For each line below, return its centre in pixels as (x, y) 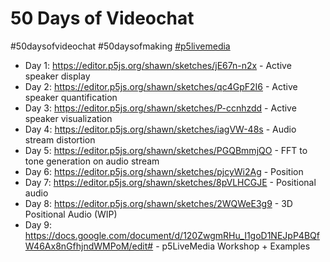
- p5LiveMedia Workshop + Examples (233, 246)
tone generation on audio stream (92, 161)
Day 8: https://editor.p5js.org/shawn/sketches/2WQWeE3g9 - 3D (158, 203)
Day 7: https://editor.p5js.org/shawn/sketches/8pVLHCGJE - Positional (170, 182)
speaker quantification (71, 97)
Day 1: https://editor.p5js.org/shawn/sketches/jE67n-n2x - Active (158, 65)
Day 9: (38, 224)
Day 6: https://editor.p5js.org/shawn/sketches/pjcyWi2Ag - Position (164, 171)
